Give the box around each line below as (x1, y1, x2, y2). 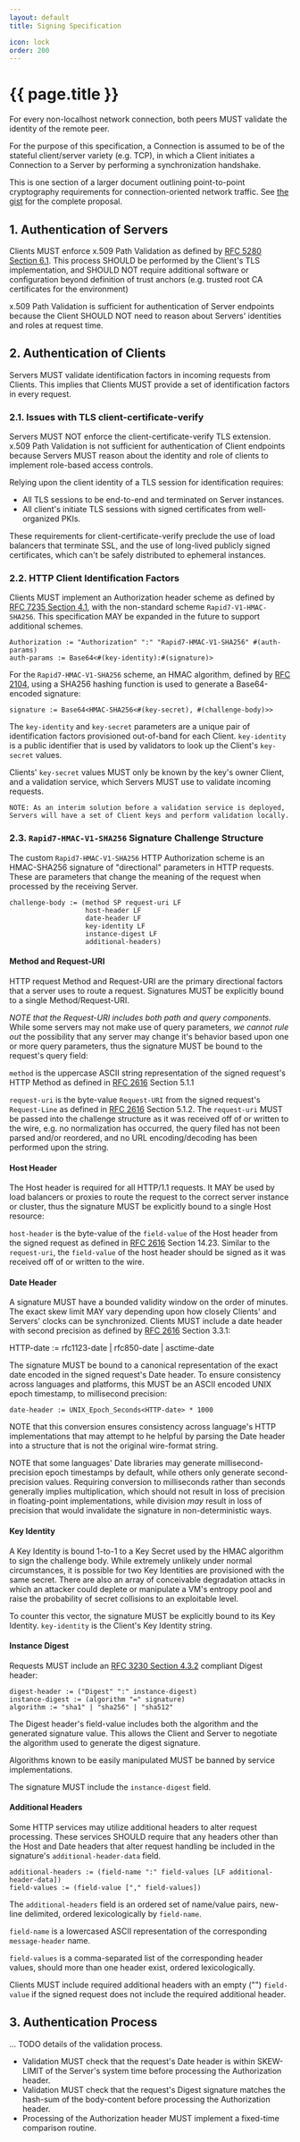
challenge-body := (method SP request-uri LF (9, 898, 181, 907)
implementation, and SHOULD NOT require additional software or (9, 265, 249, 275)
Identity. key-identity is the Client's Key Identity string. (9, 1620, 212, 1631)
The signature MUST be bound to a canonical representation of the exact (9, 1360, 279, 1370)
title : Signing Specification (9, 21, 122, 30)
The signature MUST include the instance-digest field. (9, 1781, 212, 1792)
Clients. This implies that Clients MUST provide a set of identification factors (9, 379, 290, 390)
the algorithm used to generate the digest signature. (9, 1737, 201, 1748)
